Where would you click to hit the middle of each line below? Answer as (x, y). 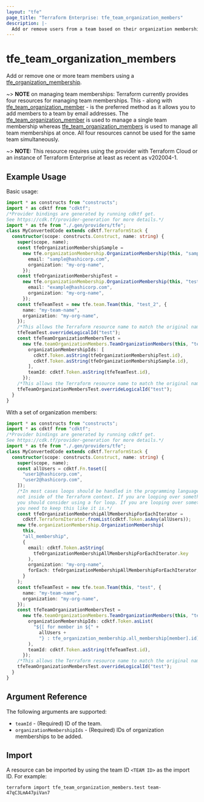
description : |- (27, 23)
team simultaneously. (33, 139)
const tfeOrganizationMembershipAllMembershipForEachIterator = (100, 514)
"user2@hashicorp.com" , (53, 480)
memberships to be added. (49, 736)
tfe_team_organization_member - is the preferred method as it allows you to (101, 107)
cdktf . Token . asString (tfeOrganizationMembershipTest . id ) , (108, 355)
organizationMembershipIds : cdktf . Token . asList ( (91, 621)
